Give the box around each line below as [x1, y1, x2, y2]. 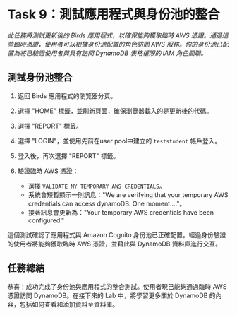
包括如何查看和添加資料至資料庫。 [19, 299, 119, 308]
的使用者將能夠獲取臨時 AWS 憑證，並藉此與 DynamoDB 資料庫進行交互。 [7, 239, 222, 248]
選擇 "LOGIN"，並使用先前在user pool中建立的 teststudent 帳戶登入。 [17, 136, 221, 145]
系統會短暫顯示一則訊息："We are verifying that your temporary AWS [28, 190, 229, 198]
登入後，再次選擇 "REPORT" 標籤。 [17, 151, 120, 160]
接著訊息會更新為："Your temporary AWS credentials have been [28, 208, 214, 216]
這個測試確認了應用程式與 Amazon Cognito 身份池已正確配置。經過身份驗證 [7, 230, 226, 239]
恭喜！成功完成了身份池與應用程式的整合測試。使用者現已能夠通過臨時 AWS [7, 282, 227, 290]
